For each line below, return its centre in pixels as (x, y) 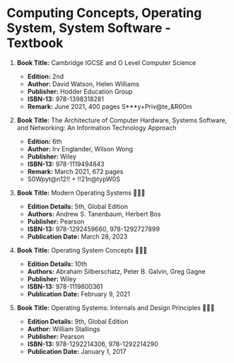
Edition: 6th (45, 141)
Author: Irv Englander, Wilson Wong (80, 149)
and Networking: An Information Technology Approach (96, 127)
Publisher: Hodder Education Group (80, 91)
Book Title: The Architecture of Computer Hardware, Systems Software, (122, 120)
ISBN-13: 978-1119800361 (65, 286)
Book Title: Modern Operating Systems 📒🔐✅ (81, 192)
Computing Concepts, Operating (104, 13)
